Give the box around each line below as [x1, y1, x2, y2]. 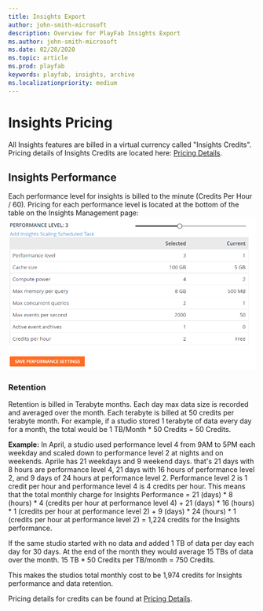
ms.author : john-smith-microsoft [8, 38, 118, 46]
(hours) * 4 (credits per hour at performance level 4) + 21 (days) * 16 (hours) [8, 499, 255, 508]
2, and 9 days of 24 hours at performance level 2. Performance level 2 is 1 [8, 474, 248, 483]
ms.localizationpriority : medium [8, 79, 118, 86]
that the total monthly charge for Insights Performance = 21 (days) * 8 [8, 490, 233, 499]
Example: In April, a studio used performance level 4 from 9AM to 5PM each [8, 440, 256, 449]
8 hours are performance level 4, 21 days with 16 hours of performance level [8, 465, 255, 474]
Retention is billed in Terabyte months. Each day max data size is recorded [8, 400, 249, 409]
